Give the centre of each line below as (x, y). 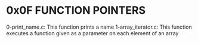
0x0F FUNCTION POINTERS (76, 10)
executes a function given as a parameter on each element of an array (92, 33)
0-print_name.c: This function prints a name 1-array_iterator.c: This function (99, 27)
